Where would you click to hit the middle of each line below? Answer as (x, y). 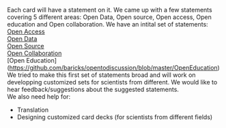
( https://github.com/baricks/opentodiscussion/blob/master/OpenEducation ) (113, 68)
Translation (33, 110)
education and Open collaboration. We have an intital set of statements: (108, 24)
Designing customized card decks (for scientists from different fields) (115, 117)
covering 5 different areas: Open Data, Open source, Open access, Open (109, 17)
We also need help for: (39, 97)
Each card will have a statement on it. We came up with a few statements (110, 10)
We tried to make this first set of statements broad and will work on (101, 75)
